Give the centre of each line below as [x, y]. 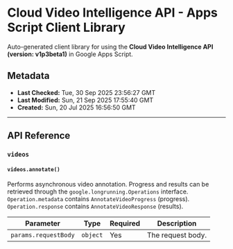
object [92, 235]
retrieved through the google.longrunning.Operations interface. [98, 191]
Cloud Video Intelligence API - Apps [113, 13]
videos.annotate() [34, 169]
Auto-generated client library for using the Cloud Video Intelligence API [110, 46]
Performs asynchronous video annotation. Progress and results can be [108, 184]
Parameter [43, 223]
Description [177, 223]
